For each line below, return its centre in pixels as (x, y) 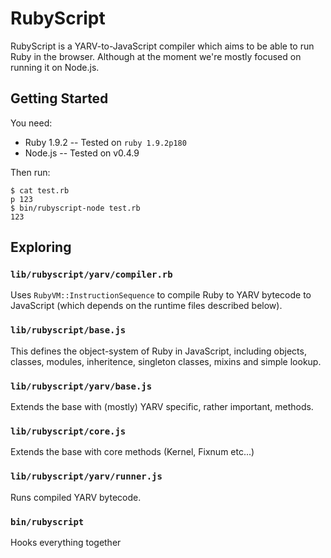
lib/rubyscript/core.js (68, 431)
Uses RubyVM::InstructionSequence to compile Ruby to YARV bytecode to (161, 295)
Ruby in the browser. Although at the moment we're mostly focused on (156, 56)
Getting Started (59, 98)
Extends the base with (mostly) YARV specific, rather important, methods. (162, 407)
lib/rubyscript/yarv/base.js (81, 386)
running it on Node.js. (55, 67)
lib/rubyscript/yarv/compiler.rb (91, 275)
